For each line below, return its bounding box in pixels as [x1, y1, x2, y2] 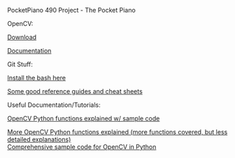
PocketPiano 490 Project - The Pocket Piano [7, 6, 136, 14]
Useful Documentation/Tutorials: [7, 101, 101, 109]
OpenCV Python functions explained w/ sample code [7, 115, 160, 122]
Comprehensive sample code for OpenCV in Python [7, 143, 157, 151]
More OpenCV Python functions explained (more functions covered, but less [7, 128, 228, 136]
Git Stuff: [7, 60, 34, 69]
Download [7, 33, 37, 41]
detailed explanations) [7, 136, 71, 143]
